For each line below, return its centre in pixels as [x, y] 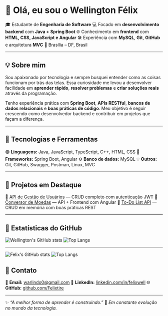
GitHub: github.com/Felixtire [34, 288]
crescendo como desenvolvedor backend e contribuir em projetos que [78, 113]
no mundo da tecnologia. [31, 308]
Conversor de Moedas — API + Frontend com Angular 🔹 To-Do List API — [81, 202]
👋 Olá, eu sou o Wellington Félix [72, 10]
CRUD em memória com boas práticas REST [51, 208]
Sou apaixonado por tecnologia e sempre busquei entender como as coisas [83, 77]
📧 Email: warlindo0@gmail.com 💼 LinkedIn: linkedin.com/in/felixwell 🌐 [78, 282]
